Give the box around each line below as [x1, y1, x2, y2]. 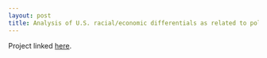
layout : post [8, 11, 52, 20]
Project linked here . [8, 41, 72, 50]
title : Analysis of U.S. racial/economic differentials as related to [8, 19, 247, 27]
